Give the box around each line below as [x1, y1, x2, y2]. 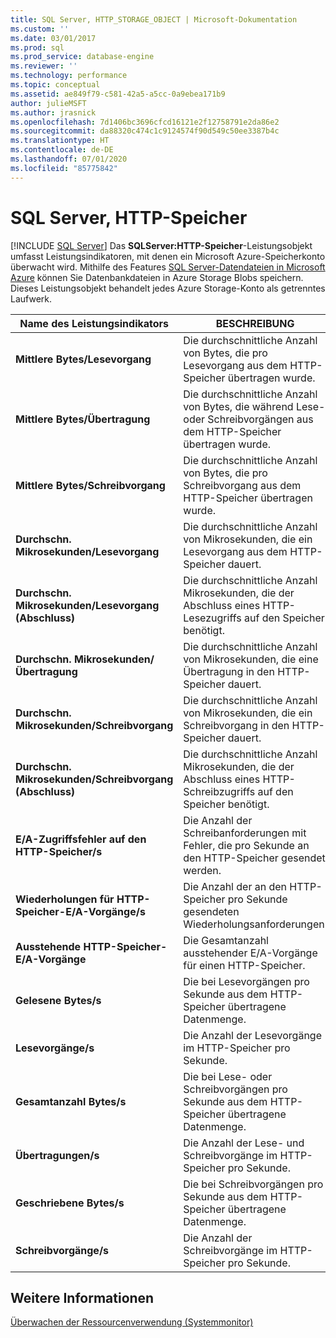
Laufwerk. [10, 292, 53, 305]
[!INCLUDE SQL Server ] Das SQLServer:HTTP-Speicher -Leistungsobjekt [10, 239, 313, 251]
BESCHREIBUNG [215, 316, 295, 330]
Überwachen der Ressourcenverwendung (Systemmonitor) [10, 1316, 254, 1328]
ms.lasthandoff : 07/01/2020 [10, 154, 128, 164]
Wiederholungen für [15, 892, 115, 906]
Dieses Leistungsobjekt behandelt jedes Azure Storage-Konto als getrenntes [10, 282, 326, 294]
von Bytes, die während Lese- [183, 399, 326, 413]
